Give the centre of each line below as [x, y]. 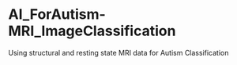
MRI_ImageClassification [92, 31]
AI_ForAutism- [57, 14]
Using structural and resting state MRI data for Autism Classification [118, 52]
